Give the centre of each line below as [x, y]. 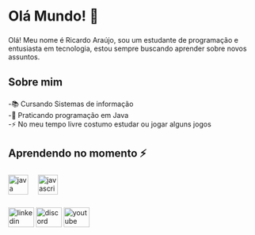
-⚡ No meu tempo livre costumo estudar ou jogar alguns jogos [110, 124]
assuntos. [24, 57]
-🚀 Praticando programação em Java [69, 116]
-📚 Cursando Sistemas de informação [71, 104]
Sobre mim [36, 82]
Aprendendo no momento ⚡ [78, 153]
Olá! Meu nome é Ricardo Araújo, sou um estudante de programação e [124, 40]
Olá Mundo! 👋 [53, 16]
